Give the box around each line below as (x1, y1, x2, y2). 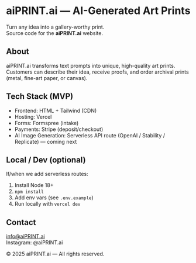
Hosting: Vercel (14, 113, 52, 120)
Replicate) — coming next (14, 138, 77, 145)
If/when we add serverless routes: (6, 171, 89, 178)
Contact (6, 217, 36, 227)
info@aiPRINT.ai (6, 233, 45, 240)
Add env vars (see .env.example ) (14, 194, 94, 201)
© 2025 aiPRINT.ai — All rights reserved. (6, 250, 105, 258)
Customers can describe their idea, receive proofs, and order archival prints (6, 68, 189, 75)
